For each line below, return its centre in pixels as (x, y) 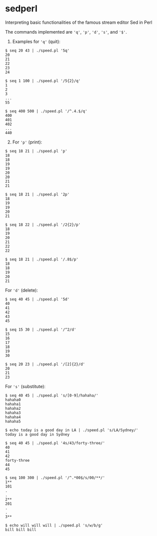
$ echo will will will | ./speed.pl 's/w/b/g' (54, 525)
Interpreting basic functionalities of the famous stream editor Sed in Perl (79, 22)
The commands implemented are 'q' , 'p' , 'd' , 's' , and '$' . (66, 32)
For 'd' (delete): (22, 290)
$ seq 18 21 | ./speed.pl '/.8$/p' (42, 259)
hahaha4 (13, 417)
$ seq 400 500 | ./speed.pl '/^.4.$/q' (46, 111)
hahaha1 (13, 404)
